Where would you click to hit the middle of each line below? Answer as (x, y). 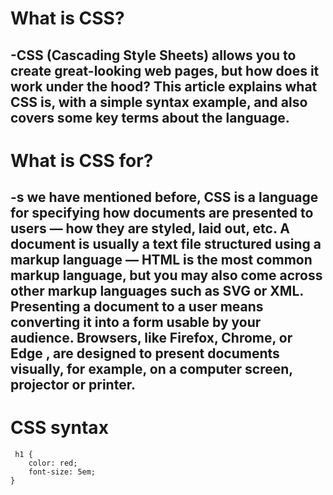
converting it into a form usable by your (136, 322)
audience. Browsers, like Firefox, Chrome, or (151, 338)
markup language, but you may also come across (166, 275)
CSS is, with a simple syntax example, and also (159, 102)
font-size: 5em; (62, 472)
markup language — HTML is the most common (161, 260)
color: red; (53, 463)
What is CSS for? (82, 160)
